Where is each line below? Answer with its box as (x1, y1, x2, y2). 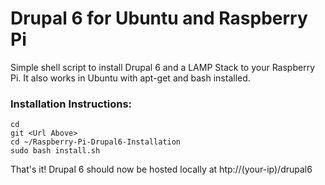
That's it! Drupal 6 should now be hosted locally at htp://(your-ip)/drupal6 (10, 163, 313, 176)
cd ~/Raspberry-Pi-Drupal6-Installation (10, 137, 182, 147)
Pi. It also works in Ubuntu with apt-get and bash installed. (10, 72, 251, 84)
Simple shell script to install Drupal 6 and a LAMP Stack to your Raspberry (10, 61, 315, 73)
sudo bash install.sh (10, 146, 101, 156)
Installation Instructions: (10, 97, 133, 111)
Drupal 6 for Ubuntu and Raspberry (10, 7, 308, 30)
